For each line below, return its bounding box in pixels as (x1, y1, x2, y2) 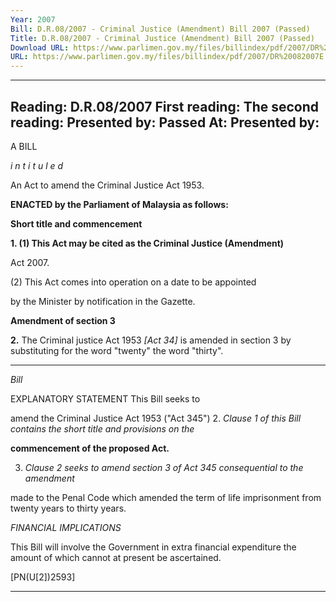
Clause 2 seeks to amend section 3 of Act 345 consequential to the (24, 461, 304, 473)
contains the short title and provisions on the (10, 422, 195, 435)
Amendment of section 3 (10, 314, 116, 326)
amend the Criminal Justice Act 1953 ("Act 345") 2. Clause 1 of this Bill (10, 412, 302, 424)
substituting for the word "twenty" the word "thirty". (10, 344, 224, 356)
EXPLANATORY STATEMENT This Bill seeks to (10, 392, 201, 405)
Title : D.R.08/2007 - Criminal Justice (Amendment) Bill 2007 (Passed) (10, 33, 315, 43)
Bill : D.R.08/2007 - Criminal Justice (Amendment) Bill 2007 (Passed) (10, 24, 311, 34)
